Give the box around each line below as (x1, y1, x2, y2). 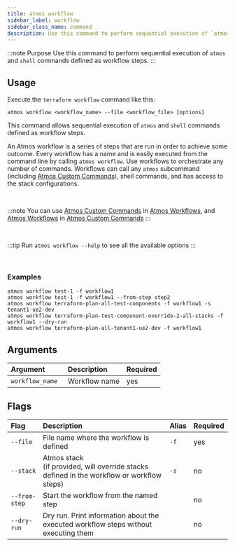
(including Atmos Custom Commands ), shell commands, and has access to (7, 172, 224, 181)
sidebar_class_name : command (7, 23, 92, 30)
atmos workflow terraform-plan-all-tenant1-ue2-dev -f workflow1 (7, 325, 201, 332)
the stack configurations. (7, 179, 79, 188)
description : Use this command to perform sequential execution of (7, 29, 208, 37)
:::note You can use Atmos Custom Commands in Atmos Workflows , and (7, 207, 215, 215)
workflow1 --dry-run (7, 319, 68, 326)
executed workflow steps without (43, 519, 152, 529)
